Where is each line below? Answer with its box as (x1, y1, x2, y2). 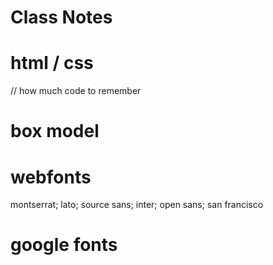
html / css (10, 52, 94, 75)
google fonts (10, 234, 118, 256)
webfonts (10, 166, 92, 188)
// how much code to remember (10, 85, 142, 97)
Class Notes (10, 6, 113, 29)
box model (10, 120, 100, 143)
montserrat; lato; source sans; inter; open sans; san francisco (10, 199, 264, 211)
